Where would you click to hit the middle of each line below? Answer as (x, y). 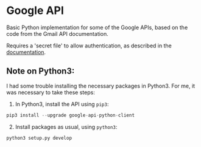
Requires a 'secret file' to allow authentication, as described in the (89, 46)
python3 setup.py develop (39, 138)
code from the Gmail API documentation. (57, 33)
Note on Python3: (41, 71)
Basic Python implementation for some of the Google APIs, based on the (97, 27)
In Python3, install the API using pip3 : (62, 104)
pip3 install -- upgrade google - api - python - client (71, 115)
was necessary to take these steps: (51, 92)
